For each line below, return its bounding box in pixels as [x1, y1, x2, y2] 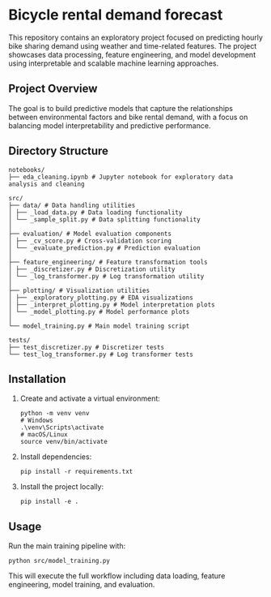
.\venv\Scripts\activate [19, 423, 104, 432]
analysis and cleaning [8, 180, 85, 188]
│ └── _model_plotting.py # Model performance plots [8, 307, 190, 316]
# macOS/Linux [19, 431, 68, 439]
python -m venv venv [19, 410, 90, 418]
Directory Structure [8, 144, 109, 158]
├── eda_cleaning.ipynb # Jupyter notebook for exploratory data [8, 173, 233, 181]
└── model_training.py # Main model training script [8, 322, 190, 330]
